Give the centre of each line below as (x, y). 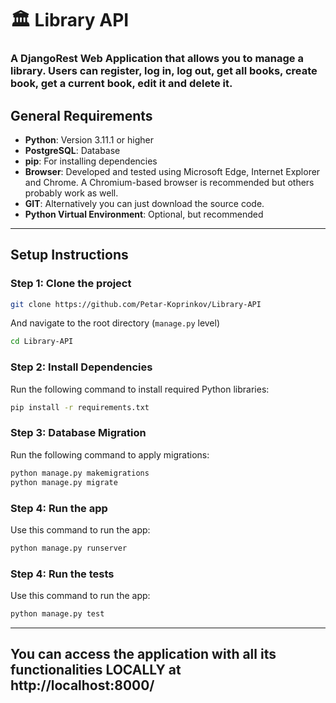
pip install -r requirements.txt (80, 407)
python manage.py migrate (64, 482)
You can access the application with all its (143, 654)
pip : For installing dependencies (91, 161)
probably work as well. (71, 193)
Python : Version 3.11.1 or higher (89, 139)
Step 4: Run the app (59, 508)
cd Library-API (42, 342)
